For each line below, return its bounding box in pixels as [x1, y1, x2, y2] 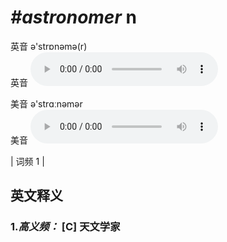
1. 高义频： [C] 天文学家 [10, 220, 121, 234]
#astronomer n [10, 6, 137, 29]
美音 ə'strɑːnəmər [10, 97, 83, 110]
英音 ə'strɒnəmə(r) [10, 40, 88, 52]
